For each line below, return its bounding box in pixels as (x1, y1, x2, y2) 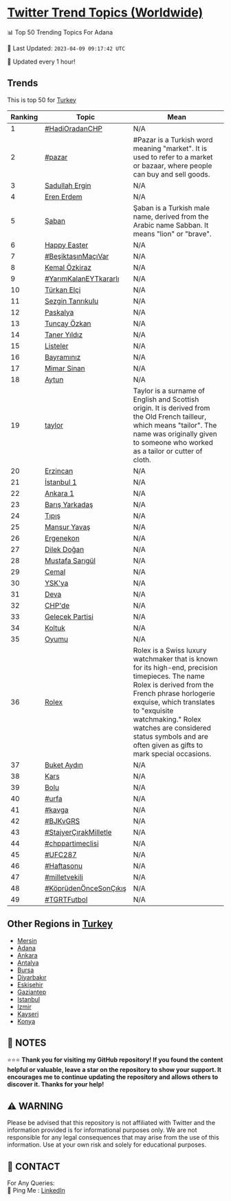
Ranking (10, 112, 38, 121)
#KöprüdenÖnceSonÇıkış (44, 883, 127, 893)
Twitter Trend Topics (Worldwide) (7, 5, 203, 21)
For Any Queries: (7, 1179, 55, 1187)
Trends (7, 77, 38, 89)
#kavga (44, 805, 69, 815)
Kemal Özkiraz (44, 262, 91, 272)
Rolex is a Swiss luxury (133, 645, 207, 655)
